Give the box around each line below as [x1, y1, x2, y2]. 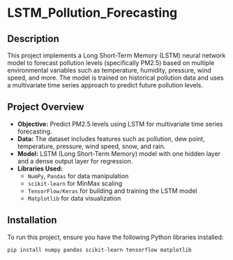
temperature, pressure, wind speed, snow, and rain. [17, 142, 166, 150]
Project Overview [7, 101, 84, 113]
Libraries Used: [17, 164, 63, 173]
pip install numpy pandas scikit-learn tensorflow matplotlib [7, 246, 192, 253]
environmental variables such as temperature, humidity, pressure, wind [7, 66, 211, 74]
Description [7, 33, 59, 45]
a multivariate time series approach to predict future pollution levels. [7, 81, 204, 89]
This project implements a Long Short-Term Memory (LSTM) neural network [7, 51, 226, 59]
